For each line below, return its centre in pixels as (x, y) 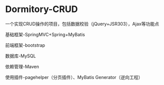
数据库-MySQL (21, 56)
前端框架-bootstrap (25, 45)
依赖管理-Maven (22, 66)
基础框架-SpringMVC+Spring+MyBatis (45, 34)
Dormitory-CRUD (42, 9)
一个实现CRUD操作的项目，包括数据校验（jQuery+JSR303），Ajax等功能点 (82, 24)
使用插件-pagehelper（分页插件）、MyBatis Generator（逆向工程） (74, 77)
